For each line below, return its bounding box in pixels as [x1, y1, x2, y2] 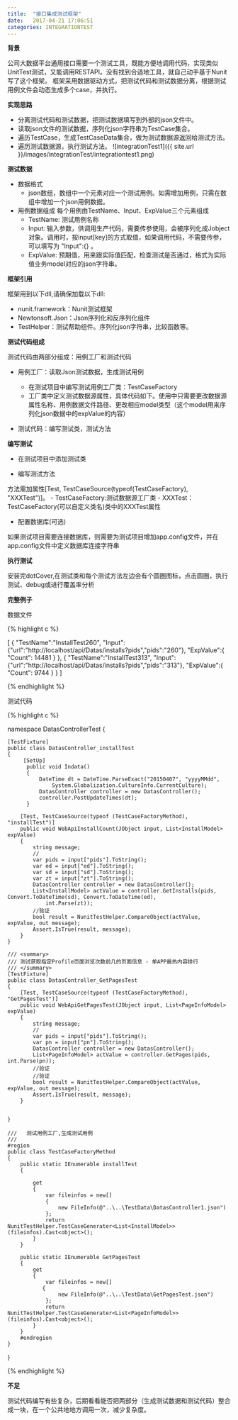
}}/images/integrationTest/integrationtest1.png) [17, 150, 154, 159]
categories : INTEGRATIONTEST [7, 23, 93, 30]
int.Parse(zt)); [45, 900, 93, 907]
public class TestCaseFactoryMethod [7, 1148, 115, 1156]
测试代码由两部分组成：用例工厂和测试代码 [7, 352, 132, 362]
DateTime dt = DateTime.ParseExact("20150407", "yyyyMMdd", [38, 776, 220, 783]
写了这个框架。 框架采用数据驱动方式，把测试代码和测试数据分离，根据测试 [7, 77, 227, 85]
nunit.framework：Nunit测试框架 [17, 305, 113, 313]
